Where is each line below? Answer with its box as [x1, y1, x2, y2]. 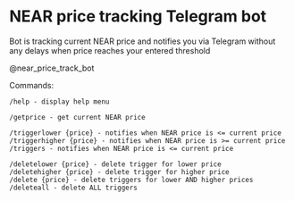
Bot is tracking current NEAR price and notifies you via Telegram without [9, 36, 276, 46]
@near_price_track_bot [9, 63, 95, 73]
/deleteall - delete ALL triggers [9, 183, 139, 192]
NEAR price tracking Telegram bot [9, 6, 267, 27]
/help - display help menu [9, 96, 110, 106]
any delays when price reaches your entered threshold [9, 45, 211, 55]
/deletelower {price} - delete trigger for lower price [9, 159, 222, 169]
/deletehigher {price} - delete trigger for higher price [9, 167, 230, 176]
